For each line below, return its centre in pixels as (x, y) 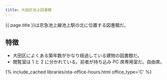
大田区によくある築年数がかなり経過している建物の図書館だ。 (77, 56)
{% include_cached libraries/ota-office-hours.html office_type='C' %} (78, 72)
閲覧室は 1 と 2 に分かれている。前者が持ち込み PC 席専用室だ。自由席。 (88, 62)
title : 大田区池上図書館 (29, 10)
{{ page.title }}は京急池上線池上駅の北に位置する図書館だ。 (67, 25)
